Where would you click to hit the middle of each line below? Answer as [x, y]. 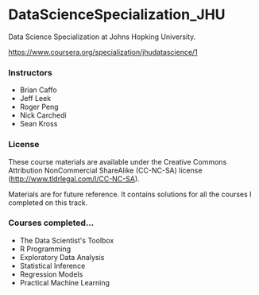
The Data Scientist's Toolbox [67, 240]
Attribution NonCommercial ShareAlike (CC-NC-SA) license [105, 170]
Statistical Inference [52, 266]
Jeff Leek [35, 99]
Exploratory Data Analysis [62, 257]
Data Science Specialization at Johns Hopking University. [102, 37]
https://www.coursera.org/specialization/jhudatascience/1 [103, 52]
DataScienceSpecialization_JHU [117, 15]
